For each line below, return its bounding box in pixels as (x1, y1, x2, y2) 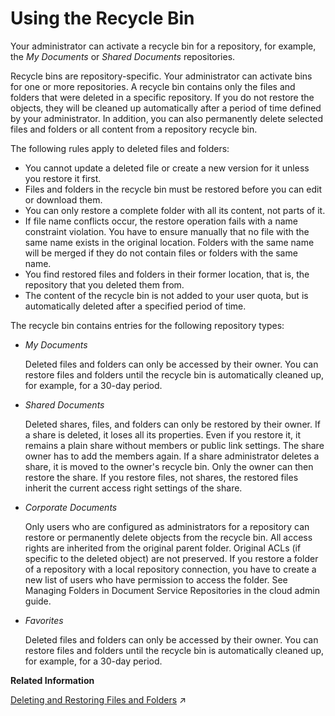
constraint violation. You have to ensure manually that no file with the (24, 225, 310, 237)
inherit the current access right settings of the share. (24, 482, 243, 494)
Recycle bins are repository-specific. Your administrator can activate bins (10, 70, 313, 82)
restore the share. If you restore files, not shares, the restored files (24, 471, 299, 483)
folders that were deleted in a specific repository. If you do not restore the (10, 91, 315, 103)
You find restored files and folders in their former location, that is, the (24, 268, 310, 280)
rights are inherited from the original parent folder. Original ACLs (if (24, 542, 302, 554)
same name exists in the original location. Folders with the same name (24, 236, 315, 248)
